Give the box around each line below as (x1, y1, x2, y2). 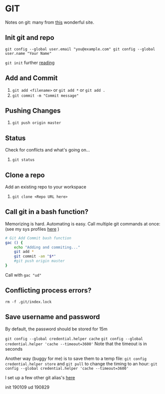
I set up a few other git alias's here (5, 374, 75, 380)
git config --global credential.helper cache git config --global (5, 336, 143, 341)
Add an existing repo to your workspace (5, 184, 87, 190)
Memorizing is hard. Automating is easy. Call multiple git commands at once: (5, 220, 161, 227)
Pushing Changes (5, 107, 61, 115)
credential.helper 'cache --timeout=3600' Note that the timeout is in (5, 341, 147, 347)
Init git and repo (5, 34, 55, 42)
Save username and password (5, 313, 100, 321)
